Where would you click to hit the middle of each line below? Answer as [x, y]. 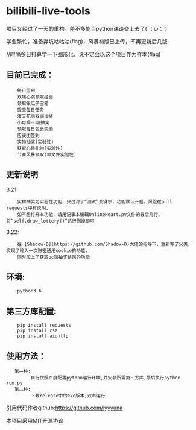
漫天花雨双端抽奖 [35, 116]
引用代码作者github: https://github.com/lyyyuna [65, 408]
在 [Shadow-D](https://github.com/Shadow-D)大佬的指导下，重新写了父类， [105, 244]
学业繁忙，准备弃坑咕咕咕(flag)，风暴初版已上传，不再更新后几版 [87, 41]
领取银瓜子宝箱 [33, 103]
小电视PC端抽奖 [33, 122]
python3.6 [30, 291]
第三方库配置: [32, 311]
